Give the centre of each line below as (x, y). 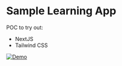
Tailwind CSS (31, 45)
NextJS (24, 39)
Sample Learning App (61, 11)
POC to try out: (25, 27)
